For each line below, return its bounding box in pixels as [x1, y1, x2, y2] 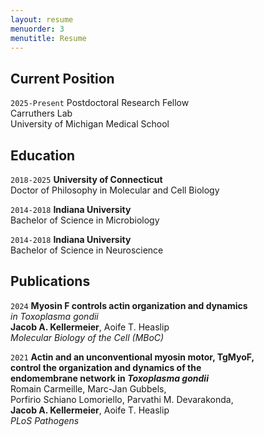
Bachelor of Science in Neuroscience [10, 244, 164, 256]
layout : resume [10, 14, 74, 25]
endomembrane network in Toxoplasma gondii [10, 372, 209, 384]
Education [10, 147, 76, 164]
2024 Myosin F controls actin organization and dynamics [10, 299, 248, 311]
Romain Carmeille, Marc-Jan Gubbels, [10, 382, 167, 395]
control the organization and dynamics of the [10, 361, 202, 373]
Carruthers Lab [10, 107, 73, 120]
